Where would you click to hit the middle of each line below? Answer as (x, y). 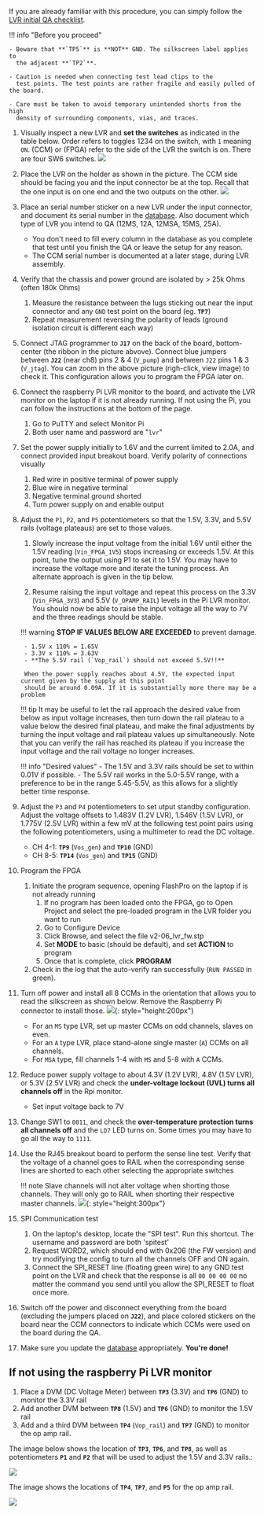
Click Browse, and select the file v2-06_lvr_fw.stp (124, 936)
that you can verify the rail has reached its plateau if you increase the (132, 743)
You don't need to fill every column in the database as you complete (142, 239)
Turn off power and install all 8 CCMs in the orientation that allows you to (138, 993)
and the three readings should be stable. (97, 617)
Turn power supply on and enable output (98, 504)
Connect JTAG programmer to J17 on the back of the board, (117, 343)
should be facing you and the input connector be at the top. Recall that (135, 182)
